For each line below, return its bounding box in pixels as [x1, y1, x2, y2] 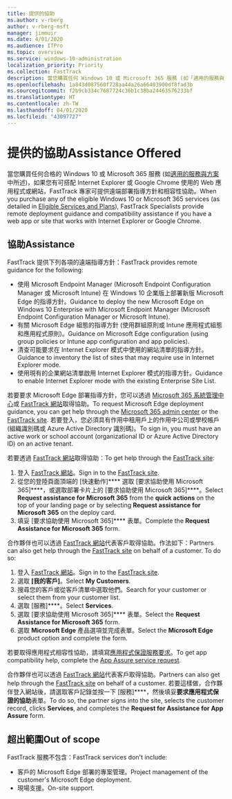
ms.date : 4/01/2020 [7, 36, 64, 43]
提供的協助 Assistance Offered [7, 145, 182, 161]
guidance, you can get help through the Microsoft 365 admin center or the [7, 407, 219, 416]
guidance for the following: [7, 266, 84, 274]
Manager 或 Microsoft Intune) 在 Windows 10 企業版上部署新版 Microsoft [17, 289, 224, 297]
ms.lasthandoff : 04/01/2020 [7, 107, 88, 114]
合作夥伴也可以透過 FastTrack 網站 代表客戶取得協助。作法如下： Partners [7, 538, 214, 547]
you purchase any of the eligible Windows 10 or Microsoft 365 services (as [7, 195, 220, 203]
